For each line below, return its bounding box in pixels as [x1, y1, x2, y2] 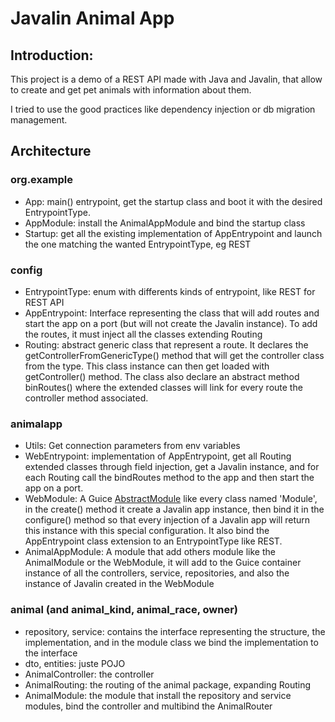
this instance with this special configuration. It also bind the [24, 525, 270, 537]
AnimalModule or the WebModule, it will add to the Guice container [24, 557, 302, 569]
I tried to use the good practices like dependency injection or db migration [10, 103, 316, 115]
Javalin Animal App [10, 7, 175, 30]
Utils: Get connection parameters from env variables [24, 440, 241, 452]
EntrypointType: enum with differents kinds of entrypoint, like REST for [24, 285, 316, 297]
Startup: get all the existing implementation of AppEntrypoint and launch [24, 227, 323, 239]
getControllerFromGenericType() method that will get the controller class [24, 349, 325, 361]
